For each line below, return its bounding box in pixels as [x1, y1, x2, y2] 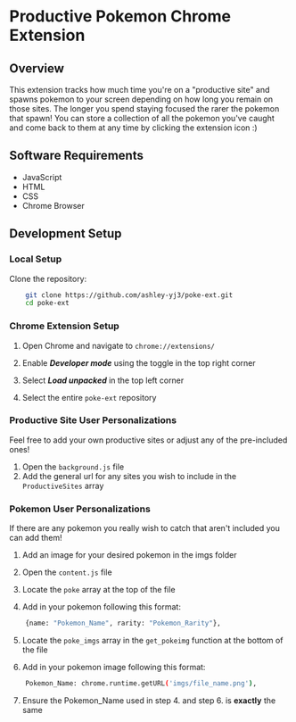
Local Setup [9, 253, 62, 265]
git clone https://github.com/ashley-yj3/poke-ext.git [25, 290, 234, 300]
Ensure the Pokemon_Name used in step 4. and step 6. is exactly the [21, 694, 276, 706]
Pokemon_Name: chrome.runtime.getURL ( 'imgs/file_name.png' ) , [25, 679, 257, 688]
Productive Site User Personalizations [9, 414, 177, 427]
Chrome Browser [21, 200, 85, 211]
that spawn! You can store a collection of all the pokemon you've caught [9, 113, 275, 123]
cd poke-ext [25, 299, 70, 308]
